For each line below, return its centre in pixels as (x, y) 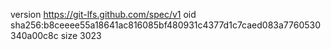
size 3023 (81, 35)
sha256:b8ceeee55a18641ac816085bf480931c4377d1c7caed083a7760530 (166, 25)
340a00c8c (34, 35)
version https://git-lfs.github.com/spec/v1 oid (103, 14)
